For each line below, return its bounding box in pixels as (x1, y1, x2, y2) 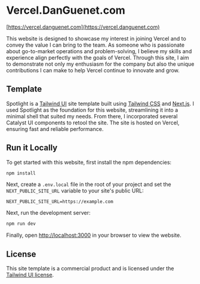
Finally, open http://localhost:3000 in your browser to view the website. (6, 231, 181, 239)
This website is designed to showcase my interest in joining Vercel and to (6, 35, 186, 42)
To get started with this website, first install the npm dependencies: (6, 158, 172, 166)
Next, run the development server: (6, 209, 91, 216)
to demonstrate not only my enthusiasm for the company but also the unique (6, 60, 195, 68)
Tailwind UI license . (6, 271, 54, 279)
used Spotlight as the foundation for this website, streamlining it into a (6, 106, 179, 114)
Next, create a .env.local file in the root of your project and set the (6, 181, 171, 188)
